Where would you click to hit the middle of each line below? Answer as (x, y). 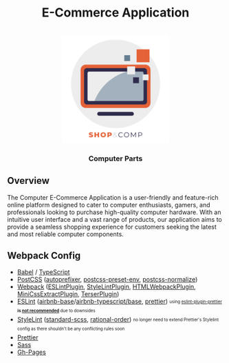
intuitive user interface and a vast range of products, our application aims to (115, 219)
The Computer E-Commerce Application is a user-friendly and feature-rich (113, 197)
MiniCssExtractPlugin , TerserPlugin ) (68, 294)
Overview (29, 181)
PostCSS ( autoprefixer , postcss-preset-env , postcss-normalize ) (107, 280)
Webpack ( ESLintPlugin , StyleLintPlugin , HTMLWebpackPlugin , (106, 287)
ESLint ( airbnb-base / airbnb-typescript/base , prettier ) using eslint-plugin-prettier (119, 302)
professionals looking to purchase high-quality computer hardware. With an (114, 212)
